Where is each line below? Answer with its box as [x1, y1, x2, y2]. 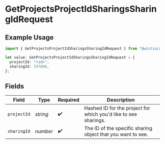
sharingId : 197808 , [9, 64, 50, 69]
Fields [5, 82, 25, 90]
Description [107, 97, 135, 103]
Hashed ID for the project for [84, 105, 150, 112]
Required [57, 97, 80, 103]
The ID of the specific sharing [84, 125, 153, 132]
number [35, 128, 53, 135]
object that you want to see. [84, 131, 148, 138]
